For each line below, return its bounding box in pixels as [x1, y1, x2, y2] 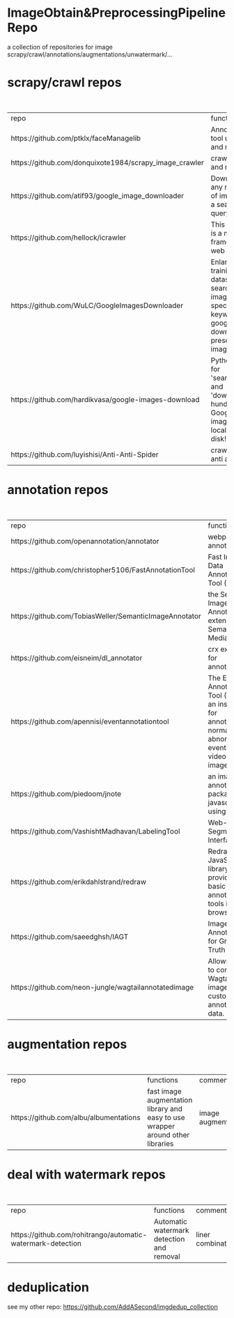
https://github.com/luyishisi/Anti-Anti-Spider [10, 450, 159, 459]
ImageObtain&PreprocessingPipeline [7, 5, 226, 21]
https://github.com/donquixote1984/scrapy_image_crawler [10, 158, 204, 167]
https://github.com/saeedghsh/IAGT [10, 932, 129, 942]
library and [147, 1103, 182, 1113]
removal [153, 1251, 180, 1261]
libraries [147, 1138, 174, 1148]
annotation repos [7, 482, 109, 498]
